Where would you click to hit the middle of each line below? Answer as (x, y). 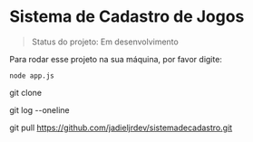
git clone (26, 92)
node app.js (32, 76)
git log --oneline (39, 109)
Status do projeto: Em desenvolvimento (105, 42)
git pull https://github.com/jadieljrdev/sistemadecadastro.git (121, 128)
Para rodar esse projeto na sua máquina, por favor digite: (116, 59)
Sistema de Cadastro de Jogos (127, 17)
